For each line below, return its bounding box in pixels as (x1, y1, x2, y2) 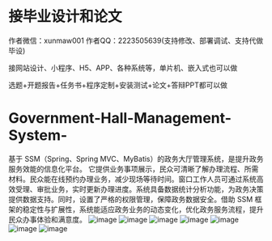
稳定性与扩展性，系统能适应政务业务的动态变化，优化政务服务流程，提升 (22, 204, 264, 214)
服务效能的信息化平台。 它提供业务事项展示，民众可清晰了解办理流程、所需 (8, 163, 259, 174)
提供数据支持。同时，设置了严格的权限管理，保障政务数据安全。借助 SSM (8, 194, 253, 204)
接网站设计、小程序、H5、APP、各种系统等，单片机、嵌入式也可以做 (8, 62, 238, 73)
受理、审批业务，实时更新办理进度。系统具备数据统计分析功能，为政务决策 (15, 184, 264, 194)
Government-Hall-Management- (8, 109, 232, 128)
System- (8, 126, 68, 145)
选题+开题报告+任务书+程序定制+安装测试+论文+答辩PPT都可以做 (8, 80, 228, 90)
